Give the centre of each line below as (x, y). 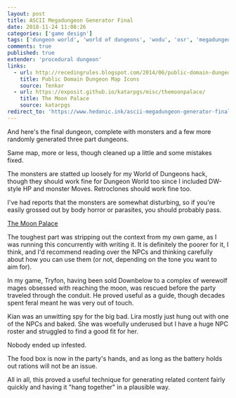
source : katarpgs (45, 105)
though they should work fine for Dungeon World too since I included (107, 181)
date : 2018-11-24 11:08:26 (47, 27)
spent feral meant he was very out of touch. (71, 303)
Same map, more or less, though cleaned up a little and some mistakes (110, 152)
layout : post (26, 14)
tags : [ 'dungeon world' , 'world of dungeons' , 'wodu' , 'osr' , (100, 40)
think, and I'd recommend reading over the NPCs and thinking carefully (110, 252)
